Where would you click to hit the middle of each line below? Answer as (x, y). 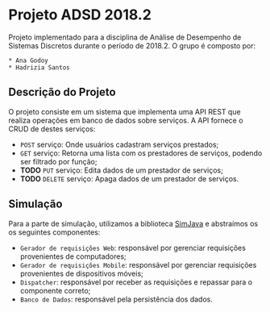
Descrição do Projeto (62, 92)
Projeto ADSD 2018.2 (80, 15)
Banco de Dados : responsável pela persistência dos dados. (116, 299)
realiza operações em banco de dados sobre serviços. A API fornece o (126, 120)
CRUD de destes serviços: (52, 129)
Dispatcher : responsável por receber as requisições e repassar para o (136, 282)
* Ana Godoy (28, 60)
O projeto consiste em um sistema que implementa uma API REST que (125, 111)
